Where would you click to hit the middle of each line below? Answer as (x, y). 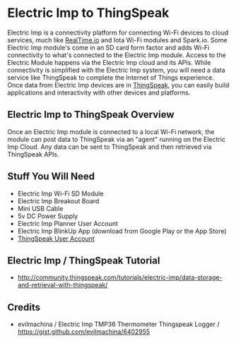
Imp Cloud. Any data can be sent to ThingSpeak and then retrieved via (110, 147)
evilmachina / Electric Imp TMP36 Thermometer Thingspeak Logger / (118, 324)
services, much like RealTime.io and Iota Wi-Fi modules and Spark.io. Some (117, 40)
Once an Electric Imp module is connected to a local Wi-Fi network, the (111, 131)
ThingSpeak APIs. (33, 154)
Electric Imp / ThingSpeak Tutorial (84, 260)
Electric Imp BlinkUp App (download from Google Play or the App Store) (122, 231)
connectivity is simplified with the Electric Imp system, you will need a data (116, 70)
